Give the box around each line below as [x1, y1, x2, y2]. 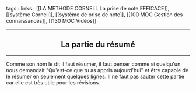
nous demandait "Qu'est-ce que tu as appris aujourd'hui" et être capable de [6, 66, 189, 73]
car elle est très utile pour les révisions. [6, 79, 100, 86]
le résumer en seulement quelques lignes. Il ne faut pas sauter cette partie [6, 73, 185, 80]
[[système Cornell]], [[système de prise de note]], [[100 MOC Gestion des [6, 11, 183, 18]
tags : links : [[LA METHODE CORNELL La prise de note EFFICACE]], [6, 5, 170, 12]
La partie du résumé [61, 40, 135, 49]
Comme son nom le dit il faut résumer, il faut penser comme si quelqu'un [6, 61, 181, 68]
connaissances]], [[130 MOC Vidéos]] [6, 17, 97, 24]
